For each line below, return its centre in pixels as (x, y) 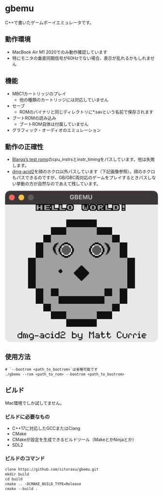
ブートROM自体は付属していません (54, 124)
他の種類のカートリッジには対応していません (64, 100)
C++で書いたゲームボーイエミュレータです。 (49, 22)
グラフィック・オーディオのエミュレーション (56, 130)
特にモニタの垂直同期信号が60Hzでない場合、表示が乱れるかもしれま (81, 58)
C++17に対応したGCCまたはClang (46, 428)
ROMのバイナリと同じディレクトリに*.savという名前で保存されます (86, 112)
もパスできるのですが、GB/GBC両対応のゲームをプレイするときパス (80, 177)
